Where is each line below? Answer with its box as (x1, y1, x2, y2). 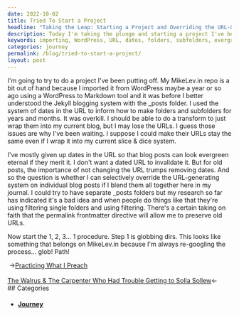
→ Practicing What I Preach (9, 261, 88, 269)
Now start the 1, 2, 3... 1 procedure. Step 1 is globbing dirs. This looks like (7, 232, 221, 240)
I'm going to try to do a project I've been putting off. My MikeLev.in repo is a (7, 76, 230, 85)
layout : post (7, 57, 46, 64)
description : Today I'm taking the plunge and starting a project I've (7, 30, 224, 38)
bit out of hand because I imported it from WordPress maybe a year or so (7, 83, 222, 92)
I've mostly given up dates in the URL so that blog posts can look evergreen (7, 150, 229, 159)
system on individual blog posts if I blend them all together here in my (7, 181, 211, 189)
